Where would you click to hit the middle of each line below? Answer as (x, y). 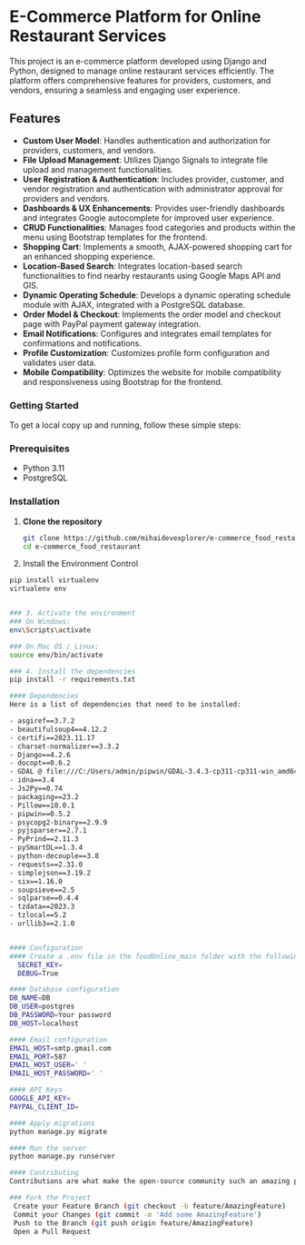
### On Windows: (40, 622)
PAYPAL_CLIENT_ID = (44, 1107)
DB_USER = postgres (42, 1007)
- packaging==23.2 (44, 796)
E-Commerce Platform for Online (135, 17)
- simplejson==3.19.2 (50, 873)
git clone (41, 538)
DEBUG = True (38, 973)
